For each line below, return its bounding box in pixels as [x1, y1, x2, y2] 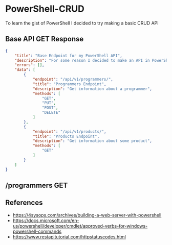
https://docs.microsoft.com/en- [12, 217, 79, 224]
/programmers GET [5, 181, 68, 189]
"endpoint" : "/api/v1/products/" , [32, 129, 106, 134]
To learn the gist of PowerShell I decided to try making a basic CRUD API [5, 20, 159, 26]
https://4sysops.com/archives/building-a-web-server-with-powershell [12, 212, 162, 218]
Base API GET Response [5, 35, 84, 43]
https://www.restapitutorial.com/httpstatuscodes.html [12, 233, 126, 240]
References [5, 199, 43, 207]
